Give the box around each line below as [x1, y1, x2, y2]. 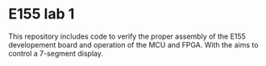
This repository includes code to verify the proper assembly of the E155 [8, 31, 246, 41]
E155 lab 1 [8, 5, 75, 23]
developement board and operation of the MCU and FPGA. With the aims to [8, 39, 259, 49]
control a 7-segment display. [8, 48, 103, 58]
